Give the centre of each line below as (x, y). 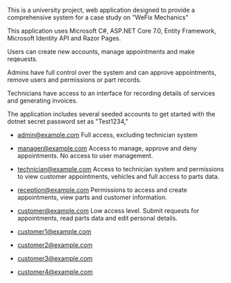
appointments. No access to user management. (85, 156)
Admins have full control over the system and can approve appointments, (112, 72)
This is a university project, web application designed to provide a (101, 10)
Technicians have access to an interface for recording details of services (111, 93)
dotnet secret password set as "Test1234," (68, 121)
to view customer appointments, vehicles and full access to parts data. (118, 177)
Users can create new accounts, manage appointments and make (101, 52)
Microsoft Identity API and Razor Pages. (64, 38)
